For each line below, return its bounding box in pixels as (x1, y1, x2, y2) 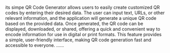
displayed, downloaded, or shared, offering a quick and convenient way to (5, 26, 161, 32)
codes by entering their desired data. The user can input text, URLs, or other (5, 10, 165, 16)
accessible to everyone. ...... (5, 42, 64, 48)
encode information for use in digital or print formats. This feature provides (5, 32, 162, 37)
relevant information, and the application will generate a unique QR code (5, 15, 156, 21)
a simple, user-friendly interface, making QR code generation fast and (5, 37, 151, 43)
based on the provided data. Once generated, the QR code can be (5, 20, 144, 26)
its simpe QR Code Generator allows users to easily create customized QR (5, 5, 160, 10)
